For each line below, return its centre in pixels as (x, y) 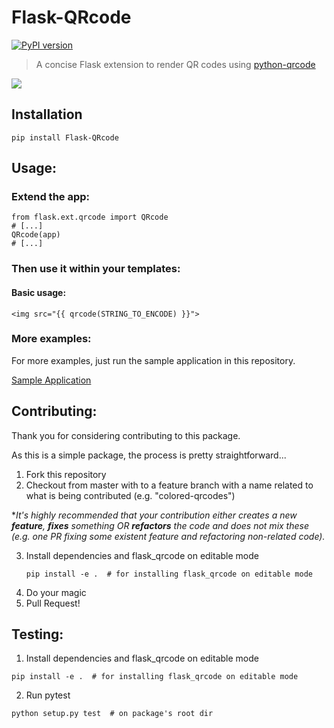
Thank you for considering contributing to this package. (126, 435)
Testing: (37, 634)
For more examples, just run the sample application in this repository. (153, 360)
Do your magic (56, 592)
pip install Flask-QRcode (65, 137)
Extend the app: (51, 197)
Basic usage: (39, 292)
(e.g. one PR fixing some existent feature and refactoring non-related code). (168, 536)
